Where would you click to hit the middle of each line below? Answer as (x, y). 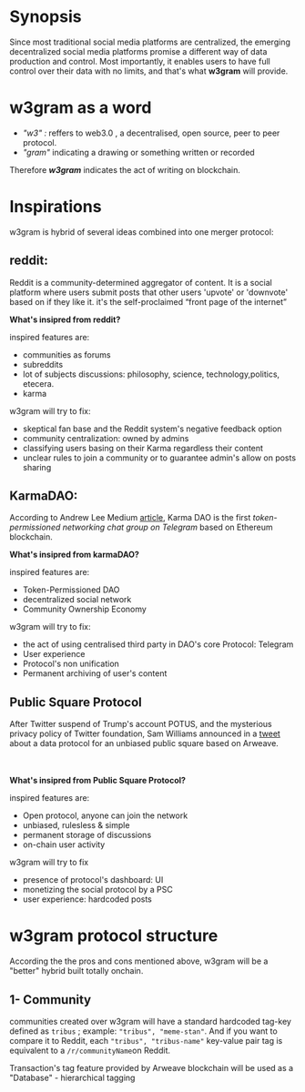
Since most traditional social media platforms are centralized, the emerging (150, 42)
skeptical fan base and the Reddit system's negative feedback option (152, 429)
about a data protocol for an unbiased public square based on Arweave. (144, 743)
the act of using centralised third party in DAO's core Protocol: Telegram (158, 644)
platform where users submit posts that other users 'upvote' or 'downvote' (149, 292)
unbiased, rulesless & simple (76, 825)
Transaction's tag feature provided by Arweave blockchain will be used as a (152, 1068)
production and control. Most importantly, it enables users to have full (140, 61)
